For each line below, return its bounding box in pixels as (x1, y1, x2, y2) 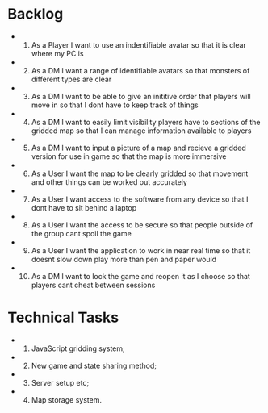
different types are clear (31, 74, 112, 84)
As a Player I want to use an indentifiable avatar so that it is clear (31, 40, 247, 49)
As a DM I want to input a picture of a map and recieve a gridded (31, 143, 247, 152)
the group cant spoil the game (31, 228, 132, 238)
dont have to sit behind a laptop (31, 202, 137, 212)
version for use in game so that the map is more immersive (31, 151, 227, 161)
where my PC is (31, 48, 84, 58)
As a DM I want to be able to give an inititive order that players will (31, 91, 251, 101)
